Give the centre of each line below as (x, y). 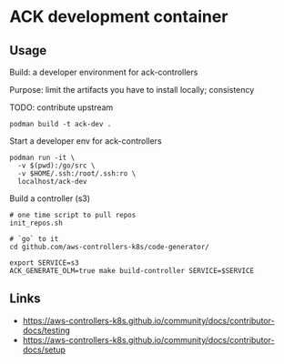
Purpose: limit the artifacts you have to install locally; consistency (132, 90)
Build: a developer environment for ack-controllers (104, 72)
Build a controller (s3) (50, 198)
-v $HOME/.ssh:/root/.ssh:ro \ (77, 174)
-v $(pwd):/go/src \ (56, 166)
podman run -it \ (42, 157)
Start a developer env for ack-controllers (86, 141)
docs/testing (46, 330)
